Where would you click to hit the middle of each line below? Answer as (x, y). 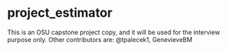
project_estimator (60, 13)
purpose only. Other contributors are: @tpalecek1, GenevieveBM (100, 39)
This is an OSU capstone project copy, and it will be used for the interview (113, 32)
